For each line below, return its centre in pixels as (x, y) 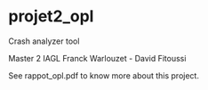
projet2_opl (51, 16)
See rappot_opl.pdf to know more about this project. (104, 75)
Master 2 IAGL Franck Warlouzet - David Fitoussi (97, 58)
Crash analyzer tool (44, 41)
